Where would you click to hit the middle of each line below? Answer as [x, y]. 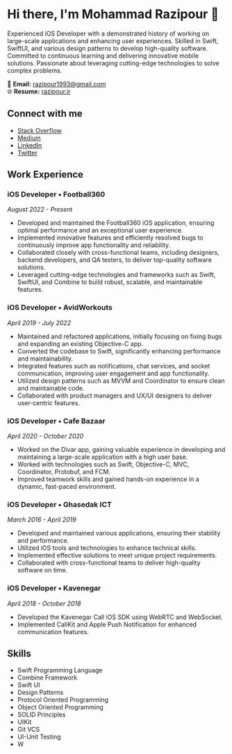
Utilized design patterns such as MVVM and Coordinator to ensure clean [121, 380]
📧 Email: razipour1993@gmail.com [57, 84]
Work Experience [45, 174]
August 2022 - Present [40, 210]
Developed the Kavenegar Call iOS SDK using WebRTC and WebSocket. [120, 617]
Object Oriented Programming [60, 707]
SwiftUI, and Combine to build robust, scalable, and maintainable [110, 282]
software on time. [42, 570]
